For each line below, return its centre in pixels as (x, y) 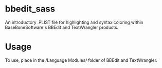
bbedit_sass (30, 9)
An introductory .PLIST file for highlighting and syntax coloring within (74, 22)
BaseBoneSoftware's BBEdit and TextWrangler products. (62, 27)
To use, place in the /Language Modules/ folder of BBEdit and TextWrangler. (81, 60)
